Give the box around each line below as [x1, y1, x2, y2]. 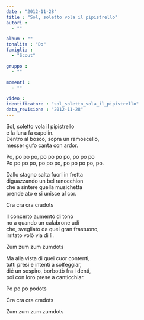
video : [6, 95, 25, 101]
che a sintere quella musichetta [6, 183, 83, 190]
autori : [6, 20, 28, 25]
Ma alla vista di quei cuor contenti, [6, 254, 90, 261]
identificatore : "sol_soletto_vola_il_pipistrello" [6, 101, 139, 107]
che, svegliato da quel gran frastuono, [6, 225, 99, 232]
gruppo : [6, 63, 28, 69]
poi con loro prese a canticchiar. [6, 273, 85, 280]
